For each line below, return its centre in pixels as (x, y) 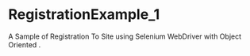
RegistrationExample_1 (84, 15)
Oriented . (25, 44)
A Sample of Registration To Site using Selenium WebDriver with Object (125, 36)
